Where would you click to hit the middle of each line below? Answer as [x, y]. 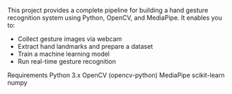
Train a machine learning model [64, 54]
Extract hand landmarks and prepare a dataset [85, 46]
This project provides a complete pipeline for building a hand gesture [108, 10]
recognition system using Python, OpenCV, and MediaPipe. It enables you [115, 18]
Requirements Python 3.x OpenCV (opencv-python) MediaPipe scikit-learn [116, 75]
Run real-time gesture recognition [67, 61]
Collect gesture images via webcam [70, 39]
